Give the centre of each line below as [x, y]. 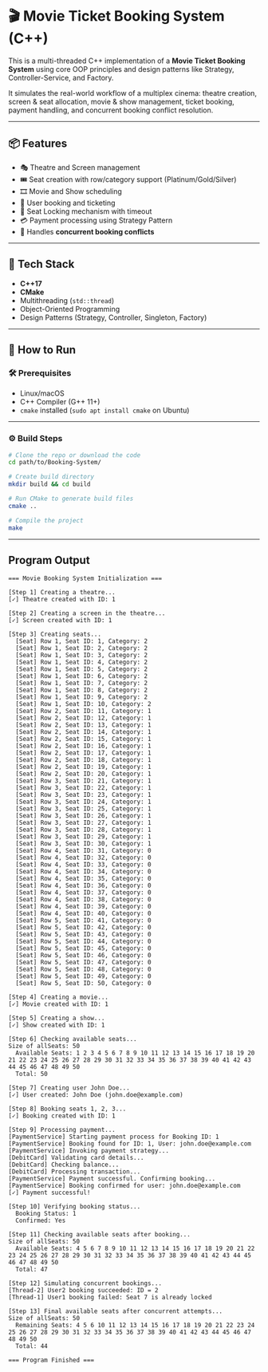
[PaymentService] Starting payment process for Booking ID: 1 [114, 1137]
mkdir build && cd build [49, 484]
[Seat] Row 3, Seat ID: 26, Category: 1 [83, 816]
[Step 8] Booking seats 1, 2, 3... [67, 1109]
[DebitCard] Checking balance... [64, 1165]
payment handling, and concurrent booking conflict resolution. [111, 110]
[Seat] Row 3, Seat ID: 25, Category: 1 [83, 809]
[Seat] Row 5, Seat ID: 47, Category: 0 [83, 963]
